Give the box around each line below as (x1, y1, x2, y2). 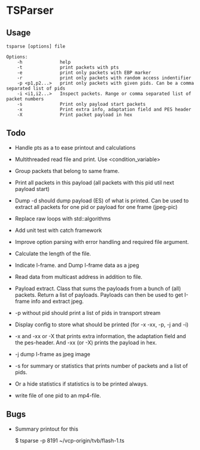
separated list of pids (6, 85, 66, 91)
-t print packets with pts (17, 64, 119, 70)
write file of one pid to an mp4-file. (14, 392, 101, 399)
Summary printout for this (14, 425, 79, 433)
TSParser (6, 4, 54, 17)
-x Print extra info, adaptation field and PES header (17, 106, 192, 112)
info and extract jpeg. (31, 297, 84, 305)
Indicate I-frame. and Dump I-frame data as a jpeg (14, 261, 140, 269)
